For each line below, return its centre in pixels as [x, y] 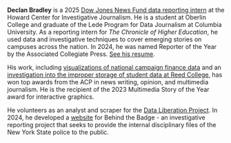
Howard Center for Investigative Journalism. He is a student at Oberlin [107, 17]
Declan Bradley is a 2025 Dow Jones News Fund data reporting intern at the [116, 10]
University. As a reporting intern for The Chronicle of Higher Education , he [113, 32]
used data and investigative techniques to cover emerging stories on [104, 39]
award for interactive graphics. [51, 97]
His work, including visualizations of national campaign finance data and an [114, 67]
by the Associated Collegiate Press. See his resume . [81, 54]
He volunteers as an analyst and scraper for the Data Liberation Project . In [112, 110]
